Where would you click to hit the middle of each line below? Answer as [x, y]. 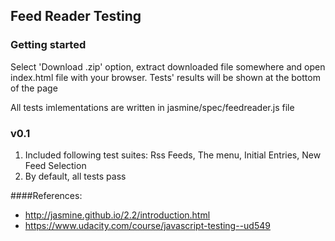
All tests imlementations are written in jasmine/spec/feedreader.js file [152, 107]
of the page [34, 88]
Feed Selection [55, 165]
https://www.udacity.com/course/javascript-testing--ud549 [147, 225]
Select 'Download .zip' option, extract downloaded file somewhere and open [168, 66]
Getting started [48, 45]
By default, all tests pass [75, 176]
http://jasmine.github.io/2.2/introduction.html [117, 215]
